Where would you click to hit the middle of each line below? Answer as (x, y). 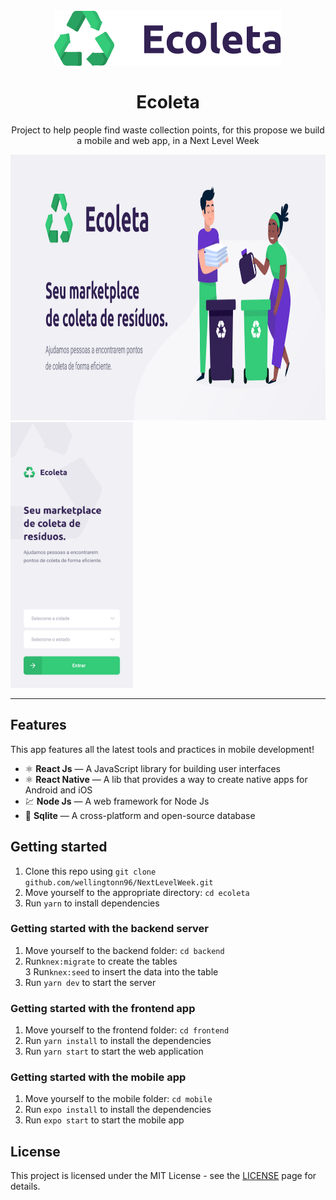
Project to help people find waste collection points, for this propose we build (168, 130)
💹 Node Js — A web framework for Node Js (117, 801)
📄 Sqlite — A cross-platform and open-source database (140, 815)
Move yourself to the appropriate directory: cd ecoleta (137, 892)
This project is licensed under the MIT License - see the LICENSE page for (163, 1176)
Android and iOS (58, 790)
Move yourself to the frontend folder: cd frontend (127, 1030)
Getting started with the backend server (109, 929)
